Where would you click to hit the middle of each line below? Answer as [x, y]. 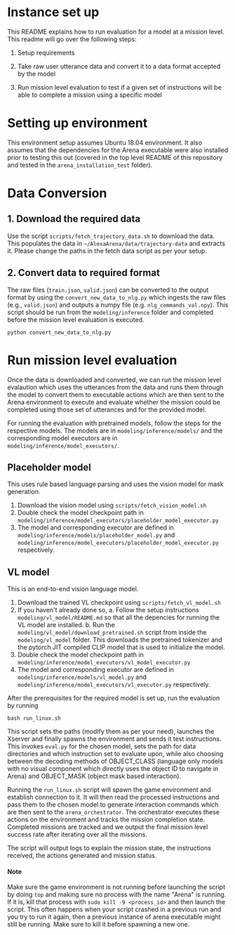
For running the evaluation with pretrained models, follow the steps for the [114, 423]
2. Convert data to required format [83, 273]
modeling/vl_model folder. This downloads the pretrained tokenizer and [120, 640]
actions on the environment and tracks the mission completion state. [106, 820]
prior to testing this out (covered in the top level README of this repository [115, 157]
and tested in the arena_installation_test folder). [80, 165]
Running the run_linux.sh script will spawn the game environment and [109, 790]
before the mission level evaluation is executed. [76, 319]
